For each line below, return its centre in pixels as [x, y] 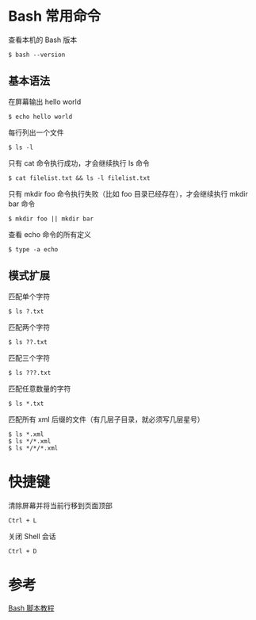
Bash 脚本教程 [31, 608]
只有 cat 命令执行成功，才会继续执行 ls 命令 [79, 163]
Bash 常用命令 [55, 16]
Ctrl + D [23, 551]
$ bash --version [37, 55]
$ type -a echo [33, 249]
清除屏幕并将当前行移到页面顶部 [60, 505]
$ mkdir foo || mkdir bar [51, 219]
